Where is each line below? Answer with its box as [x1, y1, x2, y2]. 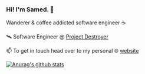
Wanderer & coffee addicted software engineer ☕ [6, 19, 126, 26]
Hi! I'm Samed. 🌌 [6, 5, 54, 14]
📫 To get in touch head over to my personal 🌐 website [6, 47, 139, 54]
